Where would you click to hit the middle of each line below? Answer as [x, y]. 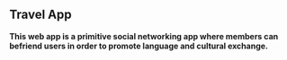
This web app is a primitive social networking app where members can [144, 36]
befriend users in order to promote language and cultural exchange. [139, 46]
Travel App [40, 15]
